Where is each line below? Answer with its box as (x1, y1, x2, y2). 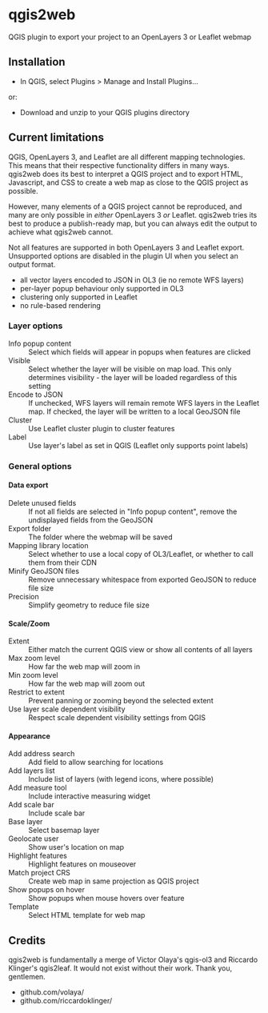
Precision (8, 591, 39, 601)
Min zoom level (8, 671, 58, 680)
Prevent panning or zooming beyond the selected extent (28, 696, 214, 706)
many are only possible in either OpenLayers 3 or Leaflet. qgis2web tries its (8, 210, 258, 219)
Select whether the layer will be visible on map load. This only (28, 364, 232, 374)
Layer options (8, 320, 63, 331)
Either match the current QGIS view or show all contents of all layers (28, 645, 254, 655)
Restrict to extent (8, 687, 66, 697)
